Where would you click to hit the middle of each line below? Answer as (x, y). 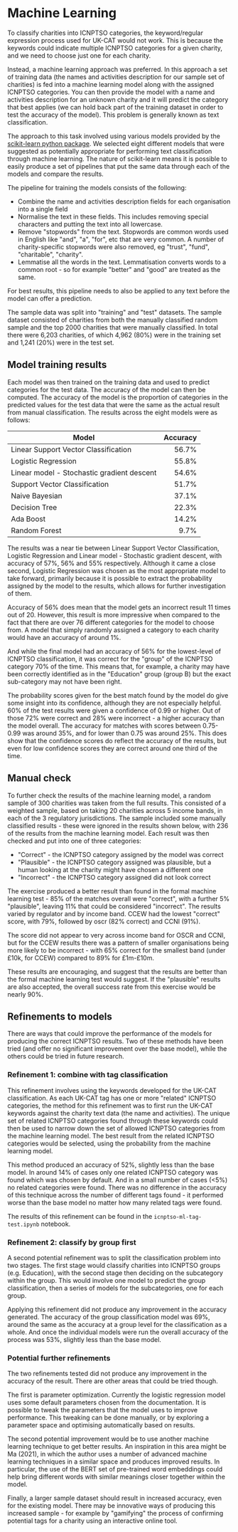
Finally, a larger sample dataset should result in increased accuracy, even (115, 1498)
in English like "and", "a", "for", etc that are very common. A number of (121, 239)
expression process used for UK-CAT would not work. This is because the (115, 40)
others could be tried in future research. (66, 1056)
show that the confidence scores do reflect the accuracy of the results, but (117, 740)
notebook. (56, 1224)
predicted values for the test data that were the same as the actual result (114, 404)
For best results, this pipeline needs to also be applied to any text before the (119, 290)
